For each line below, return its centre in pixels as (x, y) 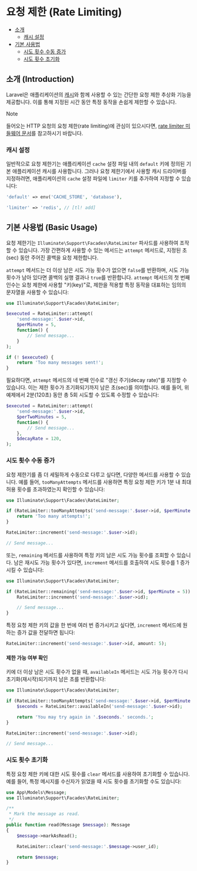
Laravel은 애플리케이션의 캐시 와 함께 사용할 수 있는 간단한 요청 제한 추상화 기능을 (99, 94)
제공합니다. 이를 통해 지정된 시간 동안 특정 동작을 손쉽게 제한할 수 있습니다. (91, 102)
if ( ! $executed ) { (30, 357)
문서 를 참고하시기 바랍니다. (52, 133)
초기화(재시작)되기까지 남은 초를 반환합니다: (56, 679)
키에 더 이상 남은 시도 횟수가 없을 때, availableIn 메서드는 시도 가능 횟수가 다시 (97, 672)
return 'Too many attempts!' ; (54, 516)
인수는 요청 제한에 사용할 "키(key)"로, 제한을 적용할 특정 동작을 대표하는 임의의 (96, 285)
